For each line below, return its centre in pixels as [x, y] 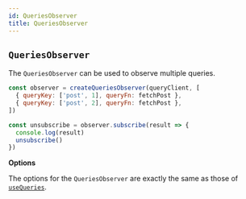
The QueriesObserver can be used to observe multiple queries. [112, 73]
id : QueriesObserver [43, 16]
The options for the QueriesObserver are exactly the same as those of [123, 179]
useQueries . [27, 187]
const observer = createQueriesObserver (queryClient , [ [104, 88]
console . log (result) [50, 133]
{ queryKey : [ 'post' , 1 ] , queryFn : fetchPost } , [99, 96]
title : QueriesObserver [48, 23]
